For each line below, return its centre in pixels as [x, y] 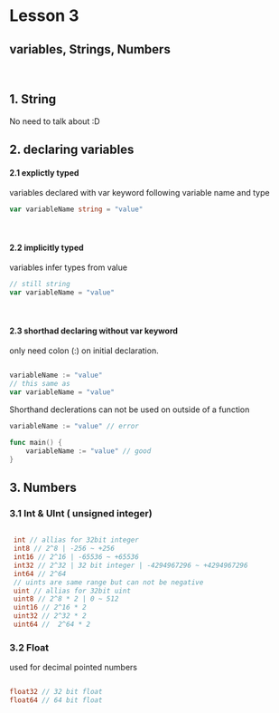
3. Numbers [43, 487]
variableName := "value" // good [88, 451]
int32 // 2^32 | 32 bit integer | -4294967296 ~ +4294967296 [130, 565]
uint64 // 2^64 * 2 [52, 624]
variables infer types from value [69, 267]
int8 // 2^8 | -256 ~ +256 [64, 549]
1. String [33, 99]
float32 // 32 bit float [56, 692]
